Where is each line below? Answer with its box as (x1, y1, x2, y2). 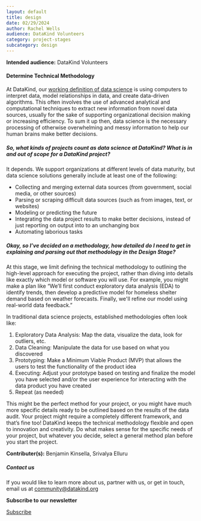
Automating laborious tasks (14, 228, 83, 236)
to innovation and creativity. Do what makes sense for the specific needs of (6, 426, 193, 433)
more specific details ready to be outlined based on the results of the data (6, 406, 190, 414)
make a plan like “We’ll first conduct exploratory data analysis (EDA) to (6, 282, 181, 290)
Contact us (6, 463, 35, 471)
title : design (6, 14, 42, 20)
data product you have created (14, 382, 92, 390)
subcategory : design (6, 43, 58, 49)
